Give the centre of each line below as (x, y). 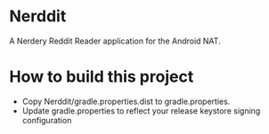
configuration (47, 120)
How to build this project (102, 77)
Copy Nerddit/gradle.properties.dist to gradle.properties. (126, 101)
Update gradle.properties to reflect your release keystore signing (141, 110)
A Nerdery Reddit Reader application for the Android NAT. (115, 41)
